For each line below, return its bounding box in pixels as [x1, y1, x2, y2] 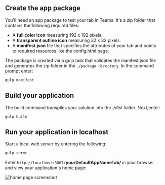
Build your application [5, 91, 74, 100]
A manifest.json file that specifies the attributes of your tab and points [12, 42, 157, 49]
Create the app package [5, 4, 81, 12]
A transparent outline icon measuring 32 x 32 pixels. [12, 37, 121, 43]
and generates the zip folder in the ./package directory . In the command [5, 62, 154, 68]
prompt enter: [5, 68, 33, 74]
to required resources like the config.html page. [12, 48, 110, 54]
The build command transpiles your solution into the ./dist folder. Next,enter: [5, 104, 161, 111]
